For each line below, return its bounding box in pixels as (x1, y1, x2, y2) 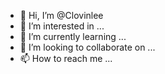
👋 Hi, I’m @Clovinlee (19, 10, 104, 21)
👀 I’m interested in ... (19, 20, 105, 32)
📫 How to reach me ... (19, 53, 113, 64)
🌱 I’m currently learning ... (19, 31, 127, 42)
